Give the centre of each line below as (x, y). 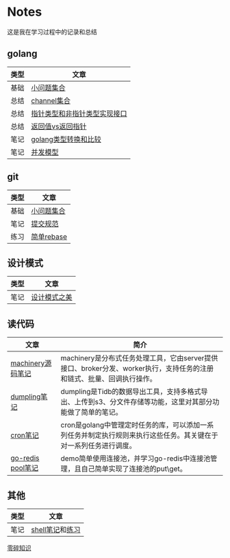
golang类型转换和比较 (66, 139)
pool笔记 (25, 468)
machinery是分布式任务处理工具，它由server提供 (139, 358)
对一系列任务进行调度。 (98, 445)
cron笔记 (25, 435)
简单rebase (49, 236)
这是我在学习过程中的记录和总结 (52, 32)
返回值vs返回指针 (59, 126)
